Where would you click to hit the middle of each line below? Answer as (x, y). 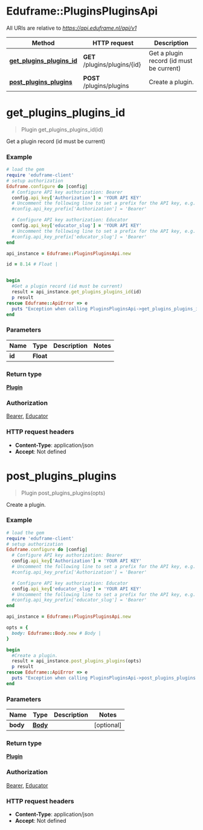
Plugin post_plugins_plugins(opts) (63, 493)
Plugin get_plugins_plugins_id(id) (62, 129)
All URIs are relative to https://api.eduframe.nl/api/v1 (72, 28)
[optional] (108, 725)
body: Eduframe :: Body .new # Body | (56, 633)
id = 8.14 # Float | (32, 264)
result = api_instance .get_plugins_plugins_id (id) (77, 292)
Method (43, 42)
